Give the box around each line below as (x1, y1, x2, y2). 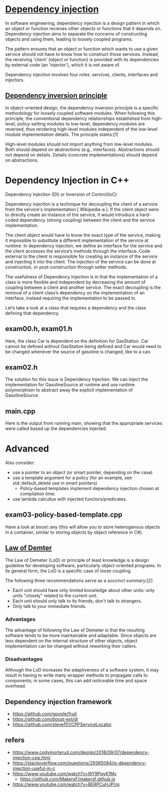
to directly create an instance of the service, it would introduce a (5, 212, 139, 218)
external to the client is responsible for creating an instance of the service (5, 253, 158, 259)
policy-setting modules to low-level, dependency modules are (17, 120, 145, 126)
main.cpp (5, 407, 36, 415)
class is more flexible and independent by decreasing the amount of (5, 279, 146, 285)
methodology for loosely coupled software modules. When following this (5, 110, 155, 116)
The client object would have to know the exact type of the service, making (5, 232, 161, 238)
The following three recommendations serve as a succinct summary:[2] (5, 577, 153, 583)
